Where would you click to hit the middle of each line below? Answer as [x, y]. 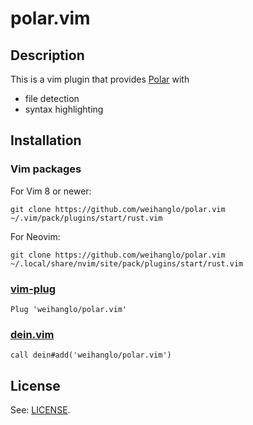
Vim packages [46, 169]
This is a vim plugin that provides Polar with [100, 79]
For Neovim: [35, 236]
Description [47, 55]
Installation [46, 140]
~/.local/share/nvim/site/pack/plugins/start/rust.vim [127, 263]
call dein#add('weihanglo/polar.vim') [91, 355]
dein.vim [32, 334]
